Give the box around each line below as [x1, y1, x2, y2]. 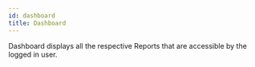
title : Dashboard [8, 19, 67, 27]
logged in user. [8, 49, 58, 59]
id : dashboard [8, 11, 56, 20]
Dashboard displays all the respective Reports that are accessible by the [8, 41, 247, 50]
